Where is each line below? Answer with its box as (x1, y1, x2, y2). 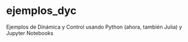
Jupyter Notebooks (6, 29, 54, 36)
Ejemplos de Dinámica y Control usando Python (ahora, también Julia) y (6, 23, 183, 30)
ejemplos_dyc (6, 4, 77, 17)
